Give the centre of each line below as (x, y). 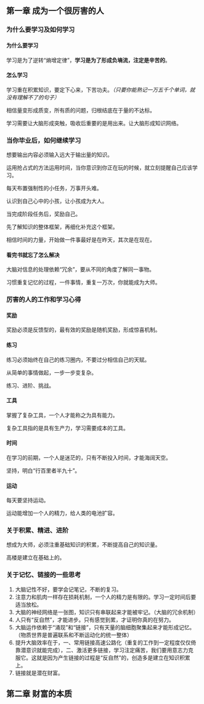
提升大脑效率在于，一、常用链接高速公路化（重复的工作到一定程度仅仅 (103, 642)
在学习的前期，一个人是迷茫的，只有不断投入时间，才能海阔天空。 (89, 457)
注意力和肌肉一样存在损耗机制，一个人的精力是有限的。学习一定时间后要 (105, 596)
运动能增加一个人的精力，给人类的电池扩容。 (62, 513)
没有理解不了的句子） (33, 97)
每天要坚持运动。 (28, 501)
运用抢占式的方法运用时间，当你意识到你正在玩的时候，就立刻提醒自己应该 (99, 168)
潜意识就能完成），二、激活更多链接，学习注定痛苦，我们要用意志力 (104, 650)
